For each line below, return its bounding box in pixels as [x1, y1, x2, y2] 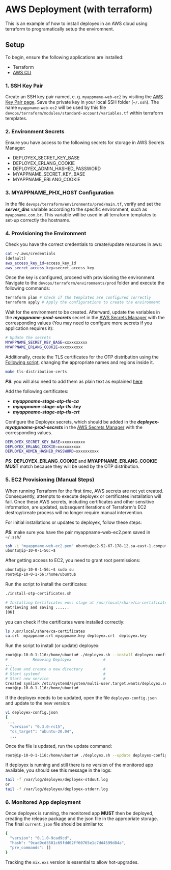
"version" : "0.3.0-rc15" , [10, 724, 65, 729]
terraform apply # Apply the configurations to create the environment [5, 300, 160, 305]
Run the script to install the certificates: [5, 581, 88, 587]
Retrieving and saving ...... [5, 605, 70, 610]
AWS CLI [12, 69, 32, 75]
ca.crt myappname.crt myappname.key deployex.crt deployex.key [5, 633, 147, 638]
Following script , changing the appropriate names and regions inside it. [5, 359, 154, 365]
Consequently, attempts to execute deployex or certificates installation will [5, 493, 161, 499]
